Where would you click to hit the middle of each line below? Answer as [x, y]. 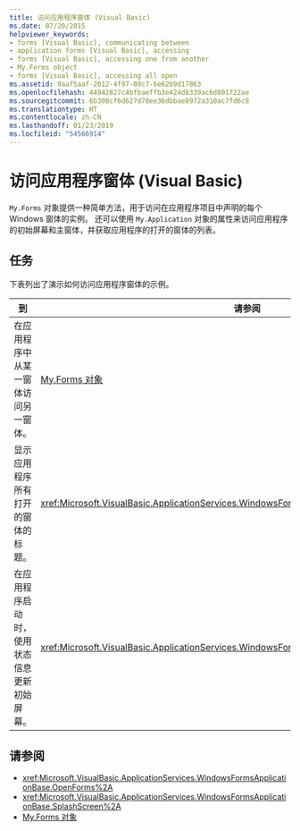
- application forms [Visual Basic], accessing [100, 51]
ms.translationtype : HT [54, 109]
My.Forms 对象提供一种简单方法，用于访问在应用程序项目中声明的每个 [136, 208]
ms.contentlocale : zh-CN [55, 117]
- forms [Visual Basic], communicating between [100, 42]
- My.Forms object [43, 68]
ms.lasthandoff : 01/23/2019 [62, 126]
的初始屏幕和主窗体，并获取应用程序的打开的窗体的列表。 [115, 230]
